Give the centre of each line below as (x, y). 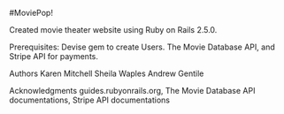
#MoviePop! (31, 13)
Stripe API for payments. (54, 56)
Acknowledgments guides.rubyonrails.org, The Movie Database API (132, 91)
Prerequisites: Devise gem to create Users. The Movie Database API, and (142, 47)
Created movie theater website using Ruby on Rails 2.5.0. (113, 30)
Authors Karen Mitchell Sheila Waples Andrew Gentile (107, 73)
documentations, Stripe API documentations (90, 100)
